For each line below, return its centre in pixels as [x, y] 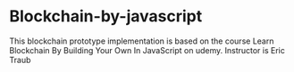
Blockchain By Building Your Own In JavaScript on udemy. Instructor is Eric [147, 50]
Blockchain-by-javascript [106, 16]
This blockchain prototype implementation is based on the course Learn [142, 41]
